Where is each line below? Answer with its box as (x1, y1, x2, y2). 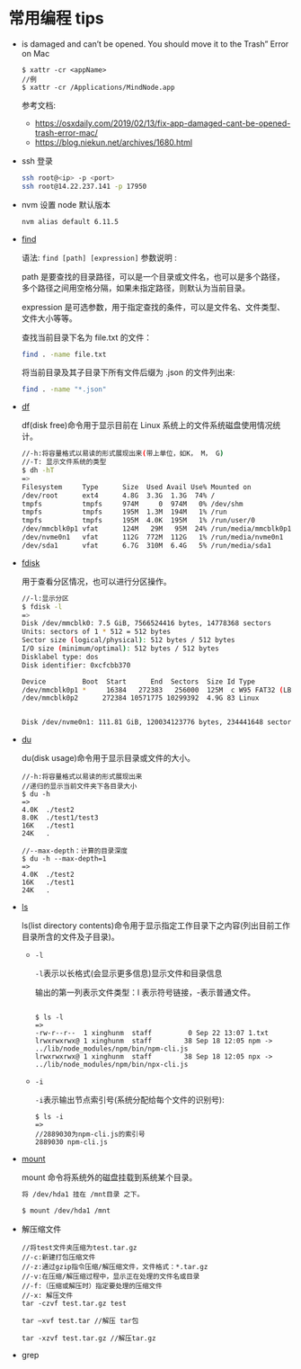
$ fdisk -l (21, 602, 63, 612)
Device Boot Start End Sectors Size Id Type (21, 676, 256, 686)
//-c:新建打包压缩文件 (21, 1252, 96, 1262)
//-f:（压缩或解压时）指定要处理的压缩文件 (21, 1281, 163, 1291)
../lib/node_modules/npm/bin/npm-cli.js (34, 1044, 189, 1053)
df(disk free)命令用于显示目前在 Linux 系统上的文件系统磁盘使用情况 (21, 420, 273, 431)
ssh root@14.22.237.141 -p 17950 (21, 182, 147, 191)
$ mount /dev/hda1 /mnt (21, 1206, 111, 1215)
